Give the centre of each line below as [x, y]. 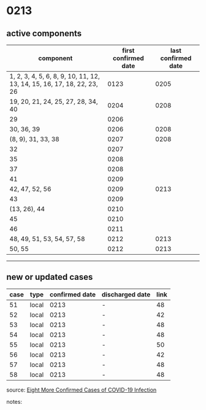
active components [44, 33]
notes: [14, 401]
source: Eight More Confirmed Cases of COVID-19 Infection [82, 390]
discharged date [126, 294]
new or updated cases [50, 277]
